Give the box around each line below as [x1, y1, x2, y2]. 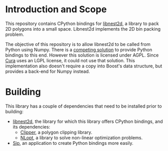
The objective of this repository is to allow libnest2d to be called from [5, 41, 151, 47]
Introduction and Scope [5, 4, 107, 15]
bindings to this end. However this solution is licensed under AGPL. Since [5, 52, 159, 58]
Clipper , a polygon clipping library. [20, 129, 93, 135]
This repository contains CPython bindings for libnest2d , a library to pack [5, 20, 159, 27]
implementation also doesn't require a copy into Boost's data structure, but [5, 63, 162, 69]
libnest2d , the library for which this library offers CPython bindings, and [12, 118, 163, 124]
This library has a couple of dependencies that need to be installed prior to [5, 103, 162, 109]
